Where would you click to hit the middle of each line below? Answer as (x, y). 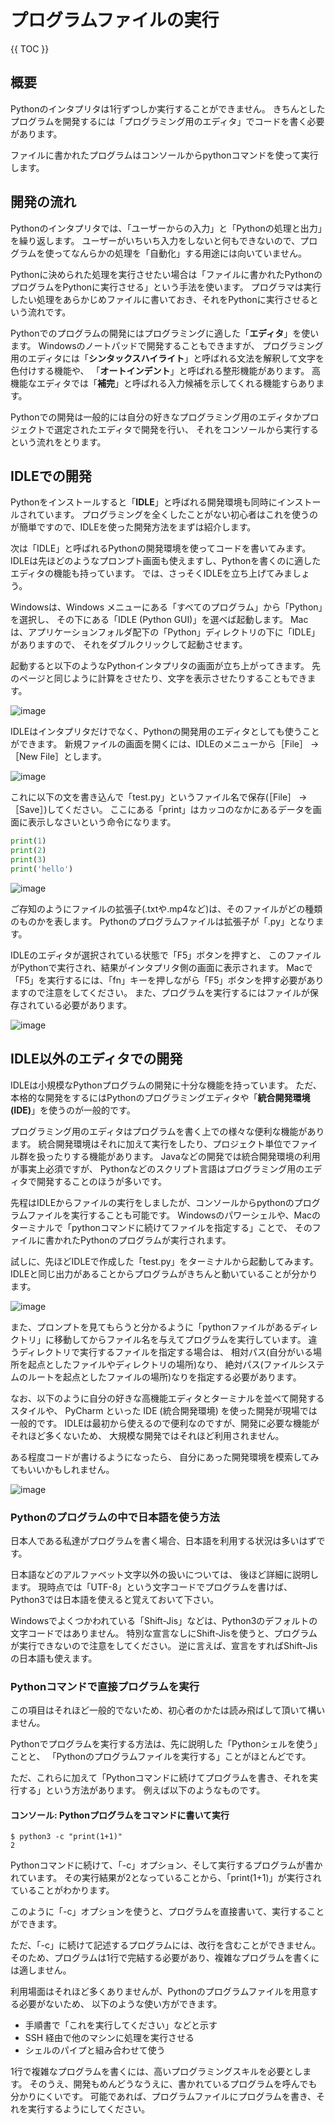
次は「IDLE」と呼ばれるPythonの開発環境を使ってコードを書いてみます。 (161, 548)
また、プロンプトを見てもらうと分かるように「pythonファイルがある (151, 1327)
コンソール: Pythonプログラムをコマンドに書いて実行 (120, 1815)
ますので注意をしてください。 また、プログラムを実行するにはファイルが (160, 992)
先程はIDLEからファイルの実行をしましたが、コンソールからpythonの (152, 1202)
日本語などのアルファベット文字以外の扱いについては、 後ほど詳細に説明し (165, 1574)
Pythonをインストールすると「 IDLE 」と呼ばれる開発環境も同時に (144, 502)
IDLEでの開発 (51, 476)
